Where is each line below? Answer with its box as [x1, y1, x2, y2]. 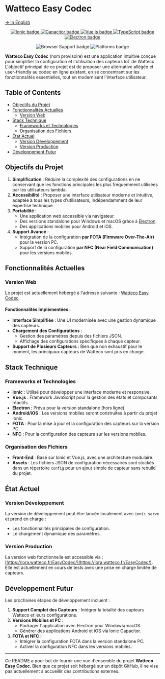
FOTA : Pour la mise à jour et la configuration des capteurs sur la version [12, 420, 160, 427]
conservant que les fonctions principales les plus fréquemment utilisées [12, 181, 158, 188]
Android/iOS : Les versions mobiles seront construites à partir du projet [12, 410, 158, 416]
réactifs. [12, 400, 29, 406]
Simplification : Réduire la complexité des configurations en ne [12, 176, 140, 182]
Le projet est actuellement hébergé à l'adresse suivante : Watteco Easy [5, 290, 149, 296]
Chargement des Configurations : [12, 328, 82, 334]
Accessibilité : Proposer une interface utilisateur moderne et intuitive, [12, 192, 154, 198]
